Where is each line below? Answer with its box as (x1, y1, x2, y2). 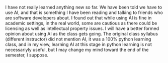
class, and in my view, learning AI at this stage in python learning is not (5, 41, 152, 47)
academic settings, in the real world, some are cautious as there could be (5, 20, 157, 26)
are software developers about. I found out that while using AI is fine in (5, 15, 152, 20)
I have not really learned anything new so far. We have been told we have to (5, 4, 162, 10)
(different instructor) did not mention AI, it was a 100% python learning (5, 36, 151, 42)
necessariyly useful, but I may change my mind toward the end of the (5, 47, 149, 52)
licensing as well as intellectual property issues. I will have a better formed (5, 25, 159, 31)
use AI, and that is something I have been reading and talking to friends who (5, 9, 163, 15)
